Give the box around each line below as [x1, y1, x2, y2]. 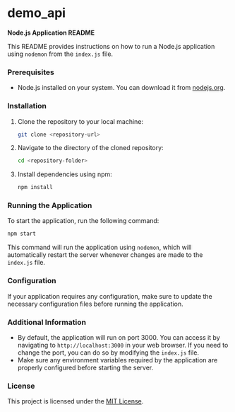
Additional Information [7, 317, 87, 327]
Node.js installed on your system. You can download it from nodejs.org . [17, 84, 226, 92]
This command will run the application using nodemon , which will [7, 243, 192, 252]
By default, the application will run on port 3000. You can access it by [17, 333, 220, 341]
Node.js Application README [7, 28, 95, 37]
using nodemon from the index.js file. [7, 50, 114, 58]
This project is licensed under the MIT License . [7, 397, 144, 406]
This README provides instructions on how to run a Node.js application [7, 42, 215, 50]
